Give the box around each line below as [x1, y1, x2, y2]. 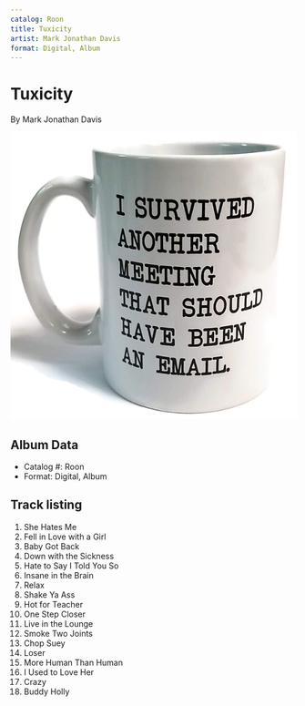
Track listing [10, 497, 83, 513]
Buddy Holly [23, 686, 70, 697]
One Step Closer [23, 609, 86, 619]
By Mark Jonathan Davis [10, 114, 103, 125]
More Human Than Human [23, 657, 124, 668]
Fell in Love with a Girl [23, 531, 107, 542]
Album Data [10, 437, 79, 453]
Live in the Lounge [23, 618, 94, 629]
